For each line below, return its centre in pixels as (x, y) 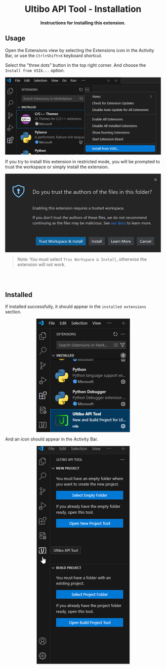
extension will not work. (41, 264)
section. (13, 312)
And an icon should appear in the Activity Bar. (52, 439)
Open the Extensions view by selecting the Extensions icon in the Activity (80, 50)
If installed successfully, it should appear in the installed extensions (76, 307)
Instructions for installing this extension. (83, 23)
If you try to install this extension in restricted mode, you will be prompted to (83, 162)
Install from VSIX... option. (35, 70)
